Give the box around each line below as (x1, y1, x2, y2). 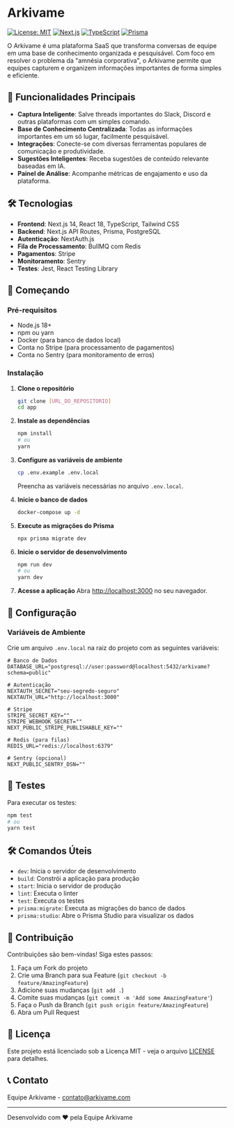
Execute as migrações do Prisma (17, 521, 114, 529)
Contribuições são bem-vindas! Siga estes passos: (7, 950, 153, 958)
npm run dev (17, 561, 52, 568)
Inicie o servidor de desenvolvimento (17, 548, 127, 556)
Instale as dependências (17, 416, 91, 425)
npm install (17, 430, 52, 437)
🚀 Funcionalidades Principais (7, 91, 136, 103)
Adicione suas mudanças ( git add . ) (17, 986, 124, 994)
